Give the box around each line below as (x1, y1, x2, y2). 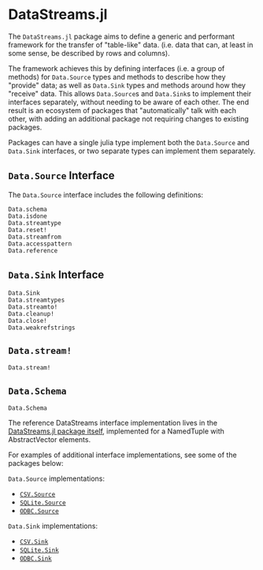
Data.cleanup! (8, 309, 55, 317)
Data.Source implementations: (8, 474, 105, 483)
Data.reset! (8, 226, 47, 234)
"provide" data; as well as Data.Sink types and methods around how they (8, 81, 246, 90)
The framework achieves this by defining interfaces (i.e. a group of (8, 63, 225, 73)
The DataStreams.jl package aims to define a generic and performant (8, 32, 235, 41)
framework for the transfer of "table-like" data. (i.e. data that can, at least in (8, 39, 254, 49)
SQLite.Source (19, 499, 66, 507)
